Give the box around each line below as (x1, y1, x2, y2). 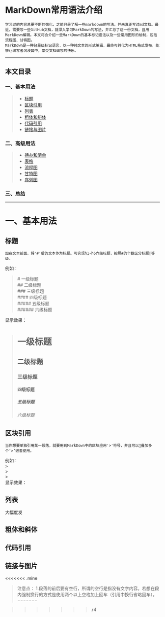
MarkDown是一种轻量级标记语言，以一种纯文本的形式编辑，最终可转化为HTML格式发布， (5, 43, 156, 48)
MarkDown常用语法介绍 (5, 4, 103, 16)
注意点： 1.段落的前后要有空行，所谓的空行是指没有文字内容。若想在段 (17, 585, 160, 591)
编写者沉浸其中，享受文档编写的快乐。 (12, 48, 79, 53)
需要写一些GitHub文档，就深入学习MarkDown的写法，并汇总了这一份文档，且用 (12, 27, 149, 32)
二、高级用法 (5, 140, 36, 147)
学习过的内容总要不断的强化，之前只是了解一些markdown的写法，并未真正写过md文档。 (5, 22, 155, 27)
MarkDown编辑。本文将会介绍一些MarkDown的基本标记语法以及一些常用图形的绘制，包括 (5, 33, 158, 37)
